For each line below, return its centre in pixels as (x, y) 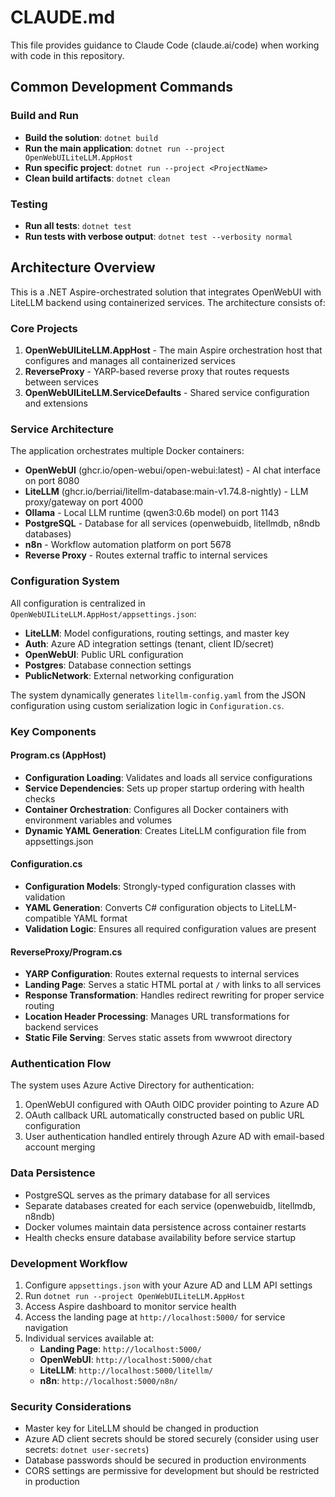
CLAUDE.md (63, 17)
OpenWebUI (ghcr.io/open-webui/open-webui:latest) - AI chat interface (172, 470)
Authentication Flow (61, 1064)
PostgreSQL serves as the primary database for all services (147, 1195)
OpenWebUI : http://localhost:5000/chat (126, 1360)
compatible (48, 918)
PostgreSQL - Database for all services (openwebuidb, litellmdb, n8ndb (172, 523)
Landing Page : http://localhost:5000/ (120, 1349)
